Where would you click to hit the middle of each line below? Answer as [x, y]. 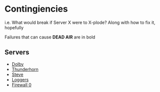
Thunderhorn [25, 69]
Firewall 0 [22, 85]
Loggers [20, 79]
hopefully [14, 27]
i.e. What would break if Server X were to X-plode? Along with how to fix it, [80, 22]
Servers [17, 52]
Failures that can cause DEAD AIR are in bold [50, 37]
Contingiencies [36, 9]
